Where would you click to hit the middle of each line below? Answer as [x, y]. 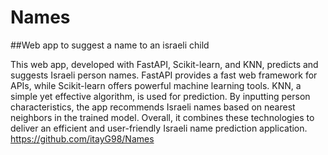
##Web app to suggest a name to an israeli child [110, 45]
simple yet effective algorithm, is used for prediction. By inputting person [160, 96]
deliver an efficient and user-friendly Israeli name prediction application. [159, 128]
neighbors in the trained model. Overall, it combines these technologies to [162, 117]
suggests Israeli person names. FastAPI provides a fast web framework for [164, 75]
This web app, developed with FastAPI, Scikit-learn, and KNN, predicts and [164, 64]
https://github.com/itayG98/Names [82, 138]
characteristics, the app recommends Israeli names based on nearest [153, 107]
